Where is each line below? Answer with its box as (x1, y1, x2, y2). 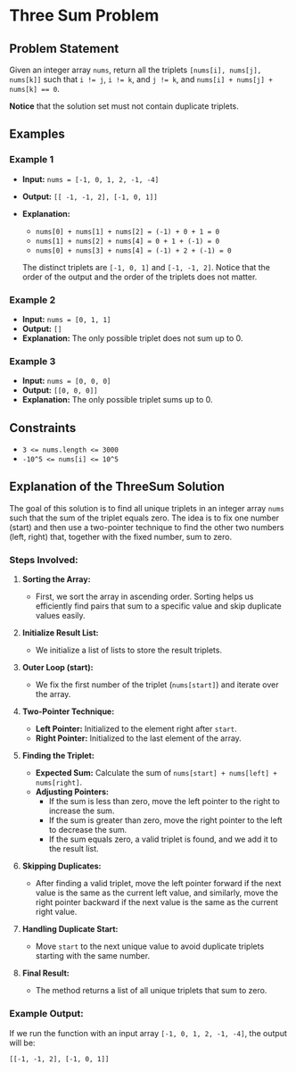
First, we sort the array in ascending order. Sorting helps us (35, 591, 254, 602)
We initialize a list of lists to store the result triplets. (35, 644, 223, 656)
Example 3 (9, 354, 56, 367)
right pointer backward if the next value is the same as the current (35, 897, 279, 908)
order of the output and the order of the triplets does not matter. (21, 271, 258, 282)
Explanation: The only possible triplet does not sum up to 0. (21, 332, 243, 344)
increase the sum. (48, 805, 115, 817)
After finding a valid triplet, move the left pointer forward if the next (35, 878, 282, 889)
